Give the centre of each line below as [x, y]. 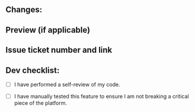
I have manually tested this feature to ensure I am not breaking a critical [101, 97]
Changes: [24, 10]
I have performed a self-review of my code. [67, 84]
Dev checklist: [33, 70]
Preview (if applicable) [48, 30]
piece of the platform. [41, 103]
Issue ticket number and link [59, 50]
